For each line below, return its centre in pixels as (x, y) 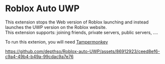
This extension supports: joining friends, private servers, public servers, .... (82, 32)
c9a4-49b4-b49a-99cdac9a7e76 (39, 56)
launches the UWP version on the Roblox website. (56, 27)
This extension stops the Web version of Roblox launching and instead (77, 22)
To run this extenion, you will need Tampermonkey (56, 42)
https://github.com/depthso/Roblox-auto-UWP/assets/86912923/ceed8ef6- (82, 51)
